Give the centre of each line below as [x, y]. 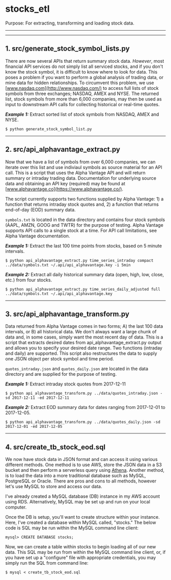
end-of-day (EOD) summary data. [40, 209]
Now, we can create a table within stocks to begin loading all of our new [81, 547]
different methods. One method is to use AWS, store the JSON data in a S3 [83, 465]
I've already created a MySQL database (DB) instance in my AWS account [83, 496]
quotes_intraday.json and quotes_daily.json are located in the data [77, 369]
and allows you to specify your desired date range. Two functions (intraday [84, 348]
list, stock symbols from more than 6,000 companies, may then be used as [83, 99]
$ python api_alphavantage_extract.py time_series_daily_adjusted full [83, 289]
